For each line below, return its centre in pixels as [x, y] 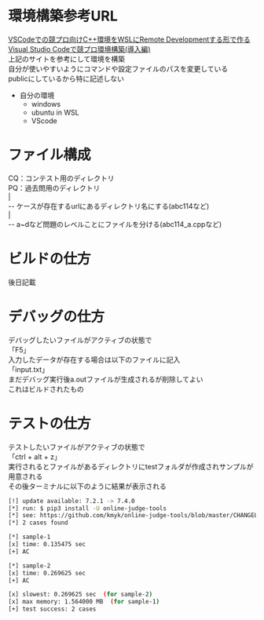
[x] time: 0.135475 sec [47, 545]
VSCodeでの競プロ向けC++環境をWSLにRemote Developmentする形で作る [129, 39]
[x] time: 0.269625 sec [47, 573]
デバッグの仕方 [57, 317]
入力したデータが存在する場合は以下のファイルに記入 [94, 359]
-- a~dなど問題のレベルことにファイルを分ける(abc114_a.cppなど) [115, 224]
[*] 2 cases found [38, 523]
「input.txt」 [29, 369]
